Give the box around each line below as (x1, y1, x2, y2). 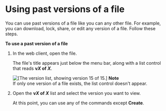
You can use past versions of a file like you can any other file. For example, (5, 20, 161, 26)
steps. (5, 31, 18, 37)
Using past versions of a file (5, 4, 125, 15)
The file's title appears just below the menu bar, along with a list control (12, 60, 161, 66)
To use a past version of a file (5, 40, 68, 46)
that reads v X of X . (12, 65, 52, 71)
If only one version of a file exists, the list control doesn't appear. (12, 80, 147, 86)
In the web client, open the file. (12, 50, 77, 56)
